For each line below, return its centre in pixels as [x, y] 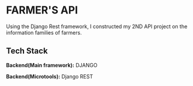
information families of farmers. [44, 32]
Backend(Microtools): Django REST [50, 76]
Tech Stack [27, 51]
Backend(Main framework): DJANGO [52, 65]
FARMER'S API [42, 10]
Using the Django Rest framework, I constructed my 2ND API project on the [97, 26]
